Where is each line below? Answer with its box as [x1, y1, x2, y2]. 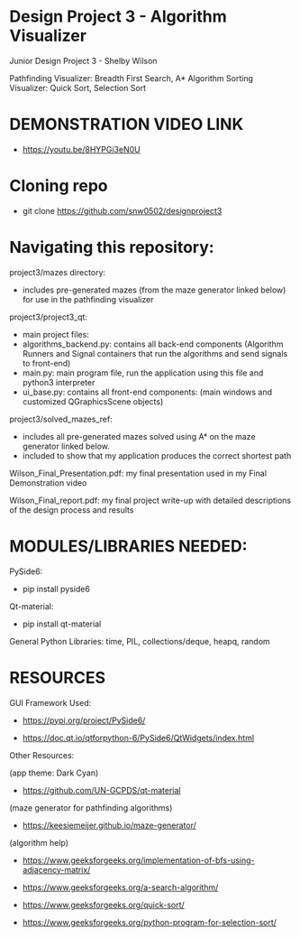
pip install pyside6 [22, 583, 90, 594]
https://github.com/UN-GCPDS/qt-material [22, 784, 181, 795]
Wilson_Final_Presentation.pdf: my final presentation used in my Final [9, 468, 268, 478]
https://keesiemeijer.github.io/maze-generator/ [22, 820, 196, 830]
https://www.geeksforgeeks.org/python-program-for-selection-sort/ [22, 916, 277, 927]
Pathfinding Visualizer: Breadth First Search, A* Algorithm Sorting [9, 72, 254, 83]
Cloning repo [9, 176, 108, 196]
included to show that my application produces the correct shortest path [22, 450, 292, 461]
